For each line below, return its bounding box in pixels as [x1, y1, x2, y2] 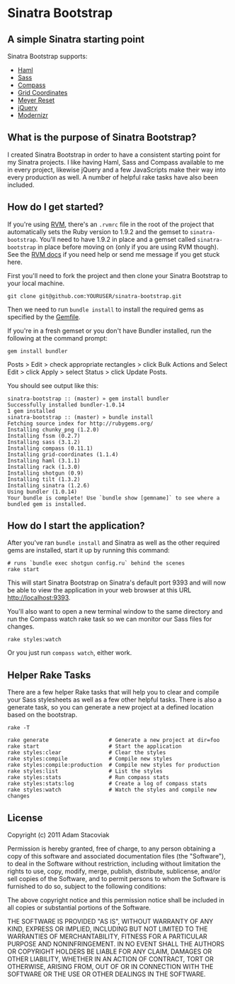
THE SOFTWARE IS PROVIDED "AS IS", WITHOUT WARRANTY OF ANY [7, 917, 214, 926]
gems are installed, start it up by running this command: [7, 546, 170, 555]
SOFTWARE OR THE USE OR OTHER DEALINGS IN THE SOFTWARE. [7, 970, 206, 978]
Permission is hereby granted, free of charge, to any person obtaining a [7, 844, 216, 853]
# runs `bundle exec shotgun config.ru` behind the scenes [7, 560, 185, 567]
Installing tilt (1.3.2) [7, 475, 81, 483]
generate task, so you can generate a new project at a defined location [7, 703, 214, 712]
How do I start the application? [7, 520, 145, 532]
